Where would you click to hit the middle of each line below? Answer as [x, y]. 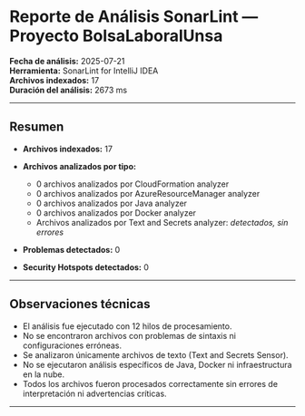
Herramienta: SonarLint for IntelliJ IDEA [84, 71]
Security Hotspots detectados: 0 [86, 267]
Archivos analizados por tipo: [79, 166]
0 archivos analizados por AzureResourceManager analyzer [148, 193]
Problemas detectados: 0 [71, 249]
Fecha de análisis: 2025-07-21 [67, 61]
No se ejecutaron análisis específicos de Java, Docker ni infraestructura [157, 364]
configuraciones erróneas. [72, 345]
